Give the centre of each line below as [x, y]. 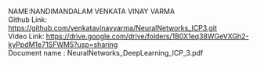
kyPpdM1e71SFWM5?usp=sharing [63, 45]
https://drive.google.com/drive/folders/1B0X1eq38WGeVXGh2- [147, 36]
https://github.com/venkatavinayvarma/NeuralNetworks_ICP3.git [113, 28]
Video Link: [26, 36]
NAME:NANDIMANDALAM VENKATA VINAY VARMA [91, 11]
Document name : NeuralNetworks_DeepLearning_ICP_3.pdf [106, 53]
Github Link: [27, 20]
